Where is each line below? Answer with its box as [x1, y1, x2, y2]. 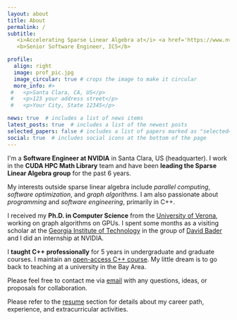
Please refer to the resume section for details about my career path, [7, 297, 205, 306]
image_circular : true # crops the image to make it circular [13, 76, 197, 83]
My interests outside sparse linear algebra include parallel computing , [7, 182, 210, 191]
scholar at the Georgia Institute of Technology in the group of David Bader [7, 226, 222, 235]
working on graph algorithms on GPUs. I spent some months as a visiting [7, 218, 219, 227]
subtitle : [7, 30, 37, 37]
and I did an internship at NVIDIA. [7, 234, 104, 242]
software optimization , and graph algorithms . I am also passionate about [7, 190, 219, 198]
